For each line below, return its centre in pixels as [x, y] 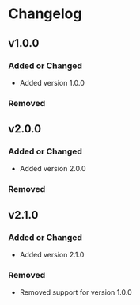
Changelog [45, 14]
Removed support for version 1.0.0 [76, 292]
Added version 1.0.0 [52, 82]
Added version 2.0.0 [53, 169]
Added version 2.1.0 [52, 255]
